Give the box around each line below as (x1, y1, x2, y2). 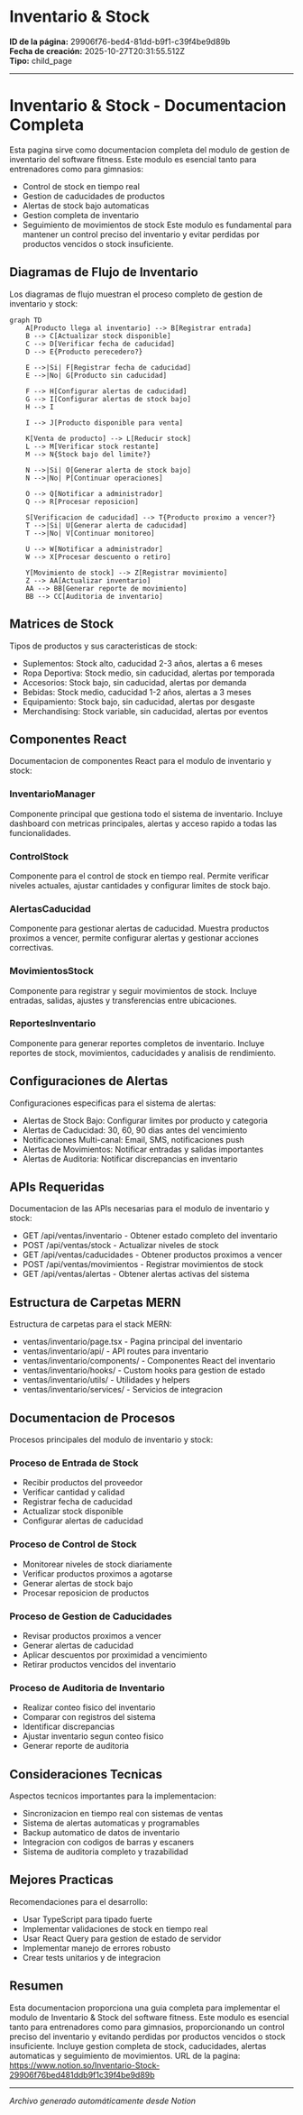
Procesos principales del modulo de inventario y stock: (9, 1434, 214, 1445)
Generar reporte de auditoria (22, 1741, 129, 1752)
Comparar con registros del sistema (22, 1712, 156, 1723)
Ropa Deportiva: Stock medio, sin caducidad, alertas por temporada (22, 667, 275, 678)
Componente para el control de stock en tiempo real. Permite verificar (9, 870, 270, 881)
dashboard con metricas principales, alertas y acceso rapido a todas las (9, 818, 278, 829)
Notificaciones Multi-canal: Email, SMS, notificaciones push (22, 1134, 245, 1145)
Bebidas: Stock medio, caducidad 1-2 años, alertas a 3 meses (22, 686, 252, 697)
